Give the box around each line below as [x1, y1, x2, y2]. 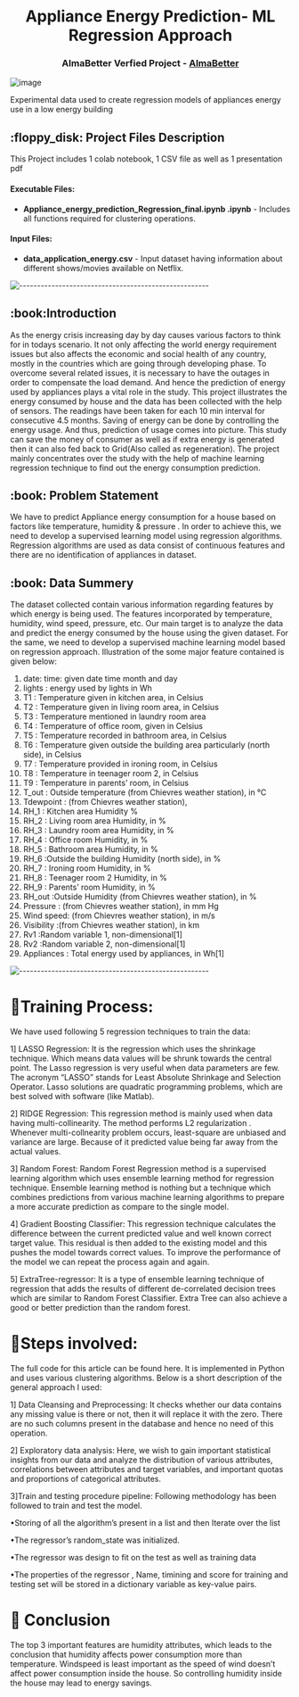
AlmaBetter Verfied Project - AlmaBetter [61, 57, 239, 70]
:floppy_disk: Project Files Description [10, 129, 225, 145]
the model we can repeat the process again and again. [10, 1256, 210, 1268]
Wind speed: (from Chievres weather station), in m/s [22, 910, 216, 921]
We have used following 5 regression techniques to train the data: [10, 1026, 251, 1037]
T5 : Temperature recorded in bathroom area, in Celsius [22, 730, 228, 741]
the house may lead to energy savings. [10, 1677, 152, 1688]
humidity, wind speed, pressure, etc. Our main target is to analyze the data [10, 618, 284, 629]
